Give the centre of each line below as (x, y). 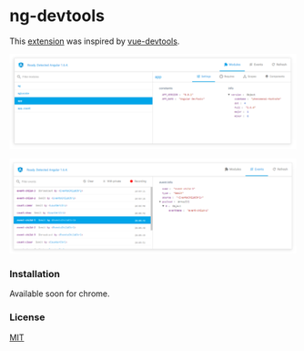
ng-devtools (57, 16)
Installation (35, 274)
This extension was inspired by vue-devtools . (95, 41)
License (27, 317)
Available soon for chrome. (60, 294)
